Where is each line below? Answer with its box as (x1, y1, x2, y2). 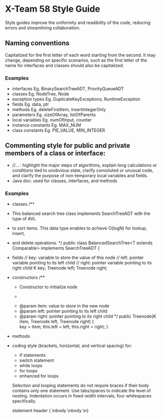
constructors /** (12, 275, 45, 280)
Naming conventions (5, 39, 70, 47)
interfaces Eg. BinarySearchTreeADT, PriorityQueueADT (12, 86, 124, 92)
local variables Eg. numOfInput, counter (12, 117, 92, 123)
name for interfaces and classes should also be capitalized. (5, 62, 124, 68)
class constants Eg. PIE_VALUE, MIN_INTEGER (12, 127, 106, 133)
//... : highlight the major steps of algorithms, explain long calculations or (12, 162, 157, 168)
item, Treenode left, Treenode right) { (19, 319, 94, 325)
